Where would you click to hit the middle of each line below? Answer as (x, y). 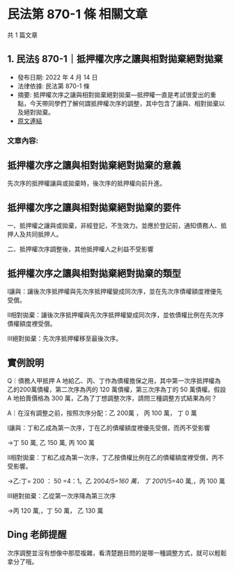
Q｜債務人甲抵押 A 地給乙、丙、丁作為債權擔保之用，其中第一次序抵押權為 (114, 380)
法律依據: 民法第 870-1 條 (53, 86)
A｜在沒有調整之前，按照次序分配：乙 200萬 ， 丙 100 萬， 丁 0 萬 (102, 413)
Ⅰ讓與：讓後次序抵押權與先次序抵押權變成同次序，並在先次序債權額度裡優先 (115, 292)
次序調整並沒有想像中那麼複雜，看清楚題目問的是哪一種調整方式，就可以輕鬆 (117, 552)
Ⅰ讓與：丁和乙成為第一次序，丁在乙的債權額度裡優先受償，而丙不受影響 (109, 428)
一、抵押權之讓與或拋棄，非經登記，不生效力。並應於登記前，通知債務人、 (114, 226)
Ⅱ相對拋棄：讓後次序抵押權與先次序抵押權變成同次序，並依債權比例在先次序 (116, 315)
